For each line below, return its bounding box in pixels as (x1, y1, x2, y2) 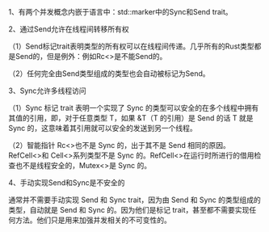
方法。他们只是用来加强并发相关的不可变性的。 (15, 215, 171, 225)
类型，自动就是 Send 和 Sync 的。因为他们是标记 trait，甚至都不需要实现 (8, 205, 250, 214)
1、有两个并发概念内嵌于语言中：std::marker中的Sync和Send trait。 (8, 7, 233, 16)
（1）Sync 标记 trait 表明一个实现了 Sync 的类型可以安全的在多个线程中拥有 (8, 103, 259, 112)
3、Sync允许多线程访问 (8, 86, 86, 95)
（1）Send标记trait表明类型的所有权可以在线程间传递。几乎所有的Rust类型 (8, 41, 254, 51)
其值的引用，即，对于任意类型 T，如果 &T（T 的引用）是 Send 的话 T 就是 (8, 113, 254, 123)
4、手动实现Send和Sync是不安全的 (8, 178, 125, 188)
